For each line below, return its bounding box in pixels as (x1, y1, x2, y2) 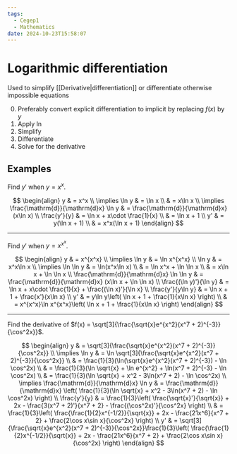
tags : (7, 10, 23, 18)
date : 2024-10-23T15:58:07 (7, 30, 87, 37)
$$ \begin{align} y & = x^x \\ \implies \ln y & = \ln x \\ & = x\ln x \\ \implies (13, 196, 224, 204)
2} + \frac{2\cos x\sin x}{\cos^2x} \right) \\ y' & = (35, 417, 178, 425)
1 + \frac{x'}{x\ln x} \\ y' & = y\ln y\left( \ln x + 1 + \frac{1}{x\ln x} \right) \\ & (9, 293, 228, 301)
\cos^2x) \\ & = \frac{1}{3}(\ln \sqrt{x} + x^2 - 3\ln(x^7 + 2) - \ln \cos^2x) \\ (10, 372, 227, 380)
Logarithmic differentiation (7, 61, 168, 76)
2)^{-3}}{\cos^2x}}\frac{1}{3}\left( (90, 424, 190, 432)
